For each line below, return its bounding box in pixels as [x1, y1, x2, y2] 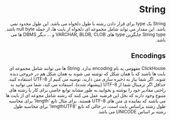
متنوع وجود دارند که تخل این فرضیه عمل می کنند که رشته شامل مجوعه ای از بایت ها [6, 92, 166, 98]
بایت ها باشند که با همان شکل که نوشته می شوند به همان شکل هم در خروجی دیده [10, 70, 166, 77]
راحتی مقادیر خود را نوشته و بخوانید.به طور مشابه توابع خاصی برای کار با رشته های [9, 87, 166, 93]
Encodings [131, 52, 166, 60]
